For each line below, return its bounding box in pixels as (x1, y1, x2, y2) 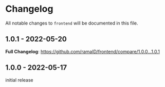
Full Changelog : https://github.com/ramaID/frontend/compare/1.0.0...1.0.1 (5, 48, 160, 54)
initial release (5, 77, 33, 83)
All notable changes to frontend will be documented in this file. (5, 20, 138, 26)
